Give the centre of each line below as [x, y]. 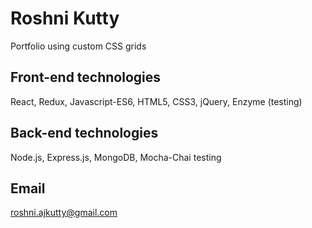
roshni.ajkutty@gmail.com [64, 213]
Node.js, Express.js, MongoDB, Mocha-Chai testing [116, 157]
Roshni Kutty [65, 18]
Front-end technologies [86, 77]
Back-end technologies [84, 133]
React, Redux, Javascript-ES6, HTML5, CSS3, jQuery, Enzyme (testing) [156, 101]
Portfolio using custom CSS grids [78, 46]
